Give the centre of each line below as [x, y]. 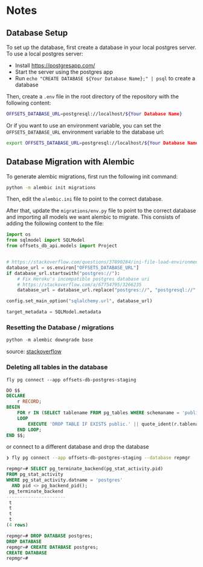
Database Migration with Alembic [70, 162]
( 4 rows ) [17, 525]
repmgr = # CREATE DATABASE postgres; [52, 547]
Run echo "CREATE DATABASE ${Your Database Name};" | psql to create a [105, 78]
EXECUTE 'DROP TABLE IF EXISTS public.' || [83, 424]
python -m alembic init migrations [51, 187]
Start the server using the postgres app [64, 72]
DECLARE [16, 396]
